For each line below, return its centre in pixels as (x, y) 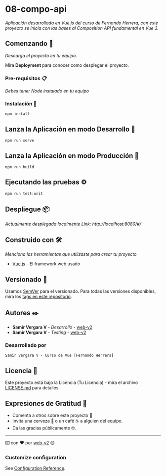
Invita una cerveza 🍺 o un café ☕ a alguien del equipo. (67, 421)
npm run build (20, 167)
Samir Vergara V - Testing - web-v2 (49, 333)
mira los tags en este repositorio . (39, 297)
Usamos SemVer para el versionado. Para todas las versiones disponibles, (81, 291)
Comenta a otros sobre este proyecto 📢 (52, 415)
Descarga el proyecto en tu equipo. (41, 55)
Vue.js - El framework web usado (46, 264)
